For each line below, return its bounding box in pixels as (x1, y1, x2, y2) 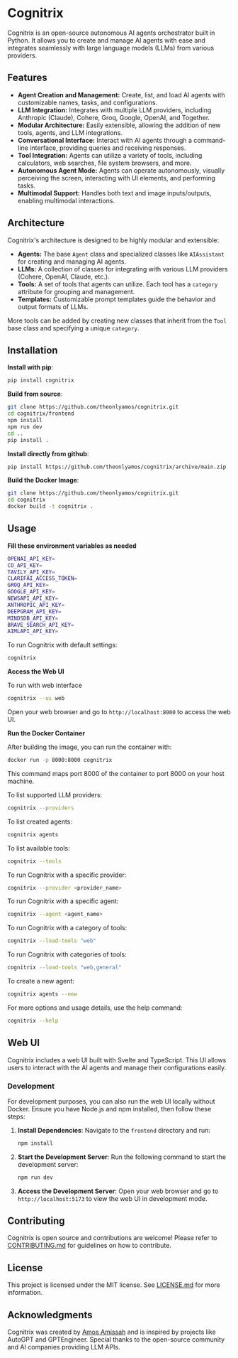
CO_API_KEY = (7, 561, 42, 569)
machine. (7, 777, 35, 785)
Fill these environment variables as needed (7, 541, 137, 550)
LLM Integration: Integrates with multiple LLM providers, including (17, 105, 212, 114)
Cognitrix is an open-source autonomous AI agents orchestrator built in (7, 28, 215, 37)
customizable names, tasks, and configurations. (17, 98, 158, 107)
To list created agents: (7, 817, 73, 826)
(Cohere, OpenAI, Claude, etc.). (17, 272, 110, 281)
